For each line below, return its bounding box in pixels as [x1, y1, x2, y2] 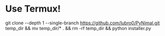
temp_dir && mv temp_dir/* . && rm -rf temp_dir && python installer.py [5, 25, 151, 31]
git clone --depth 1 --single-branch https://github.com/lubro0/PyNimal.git [5, 20, 160, 26]
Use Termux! [5, 3, 61, 15]
